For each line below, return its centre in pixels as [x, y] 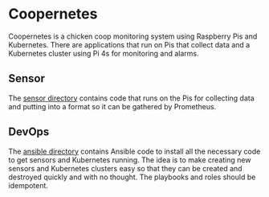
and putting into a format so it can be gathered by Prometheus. [112, 106]
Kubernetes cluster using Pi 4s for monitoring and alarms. [104, 53]
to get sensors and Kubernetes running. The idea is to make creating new [130, 160]
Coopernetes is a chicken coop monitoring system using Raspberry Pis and [133, 36]
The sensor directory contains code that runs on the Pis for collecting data [131, 98]
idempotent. [28, 185]
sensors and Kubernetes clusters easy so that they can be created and [125, 168]
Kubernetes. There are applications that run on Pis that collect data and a [129, 44]
